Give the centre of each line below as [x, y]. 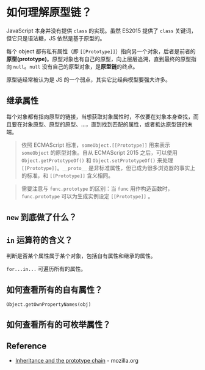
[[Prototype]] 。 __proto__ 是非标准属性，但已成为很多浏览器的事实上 [108, 168]
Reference [27, 346]
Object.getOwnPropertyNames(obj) [49, 304]
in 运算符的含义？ [40, 240]
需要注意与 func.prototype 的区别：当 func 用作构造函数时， [97, 188]
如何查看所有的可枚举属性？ [59, 325]
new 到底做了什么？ [42, 217]
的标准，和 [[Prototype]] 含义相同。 [67, 176]
